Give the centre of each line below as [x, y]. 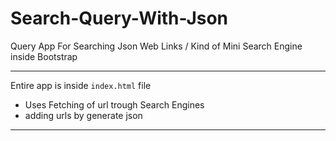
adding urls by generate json [83, 115]
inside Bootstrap [44, 56]
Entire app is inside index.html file [81, 85]
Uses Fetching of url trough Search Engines [114, 104]
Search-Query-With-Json [119, 18]
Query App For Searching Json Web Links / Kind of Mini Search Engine [156, 46]
